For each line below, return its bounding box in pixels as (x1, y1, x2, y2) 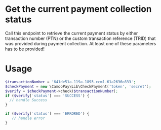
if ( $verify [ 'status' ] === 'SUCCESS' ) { (5, 93, 90, 98)
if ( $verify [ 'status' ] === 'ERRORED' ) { (5, 111, 90, 116)
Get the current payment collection (5, 3, 152, 15)
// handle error (11, 116, 45, 121)
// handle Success (9, 97, 48, 103)
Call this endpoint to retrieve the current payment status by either (5, 30, 138, 36)
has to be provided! (5, 46, 45, 52)
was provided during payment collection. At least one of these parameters (5, 40, 157, 46)
